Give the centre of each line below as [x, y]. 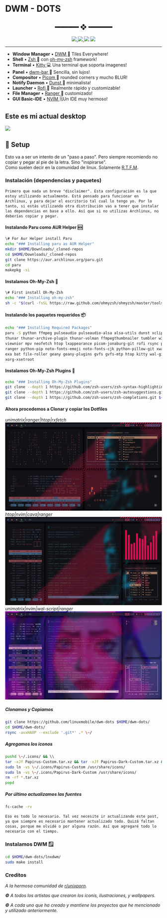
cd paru [13, 265]
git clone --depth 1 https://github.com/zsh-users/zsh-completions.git [81, 398]
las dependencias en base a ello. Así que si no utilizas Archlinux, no [82, 211]
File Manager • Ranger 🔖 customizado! [52, 93]
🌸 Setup [18, 145]
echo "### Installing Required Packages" [49, 328]
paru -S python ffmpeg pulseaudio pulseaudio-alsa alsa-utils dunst [78, 333]
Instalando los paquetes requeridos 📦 [45, 315]
